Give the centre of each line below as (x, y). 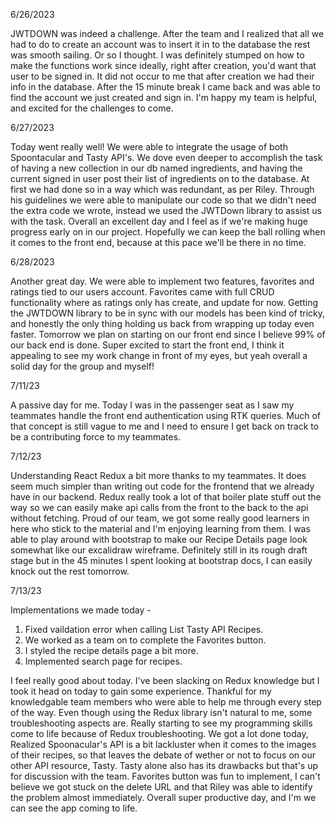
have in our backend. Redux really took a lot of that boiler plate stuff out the (166, 497)
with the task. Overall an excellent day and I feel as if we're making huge (159, 221)
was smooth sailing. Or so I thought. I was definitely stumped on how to (157, 55)
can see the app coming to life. (74, 808)
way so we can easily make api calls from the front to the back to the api (159, 507)
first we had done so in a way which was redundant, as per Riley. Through (162, 189)
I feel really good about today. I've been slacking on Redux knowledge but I (165, 680)
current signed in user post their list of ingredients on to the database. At (160, 178)
